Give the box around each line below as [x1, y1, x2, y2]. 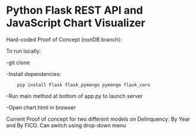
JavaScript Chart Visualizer [6, 16, 146, 30]
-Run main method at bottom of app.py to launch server [6, 92, 143, 99]
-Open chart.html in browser [6, 103, 76, 111]
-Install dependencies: [6, 70, 61, 77]
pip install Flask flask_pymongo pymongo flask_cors [17, 81, 151, 88]
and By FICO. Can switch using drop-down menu [6, 121, 126, 128]
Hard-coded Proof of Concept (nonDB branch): [6, 36, 122, 43]
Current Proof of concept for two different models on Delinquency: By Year [6, 115, 191, 123]
